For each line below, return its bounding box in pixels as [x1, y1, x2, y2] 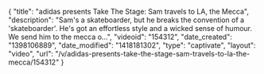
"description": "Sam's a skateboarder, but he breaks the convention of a [8, 15, 245, 25]
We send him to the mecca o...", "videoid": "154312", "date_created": [8, 32, 232, 41]
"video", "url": [8, 49, 54, 58]
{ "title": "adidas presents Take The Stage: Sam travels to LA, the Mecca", [8, 7, 249, 16]
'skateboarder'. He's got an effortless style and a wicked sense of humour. [8, 24, 253, 33]
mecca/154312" [8, 57, 60, 67]
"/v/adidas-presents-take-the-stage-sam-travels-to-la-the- [55, 49, 250, 58]
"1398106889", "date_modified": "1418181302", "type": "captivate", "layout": [8, 41, 256, 50]
